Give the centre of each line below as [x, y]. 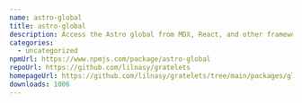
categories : [31, 43]
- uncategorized [48, 51]
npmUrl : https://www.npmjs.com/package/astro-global [110, 59]
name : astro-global [46, 17]
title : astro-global [48, 26]
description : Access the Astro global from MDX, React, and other [136, 34]
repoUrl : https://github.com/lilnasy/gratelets [100, 68]
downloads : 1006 [40, 84]
